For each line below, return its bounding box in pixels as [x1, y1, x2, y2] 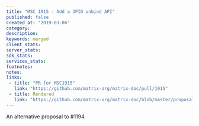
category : [6, 25, 31, 31]
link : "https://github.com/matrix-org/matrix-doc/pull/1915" [14, 86, 168, 92]
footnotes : [6, 63, 33, 70]
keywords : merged [6, 36, 49, 42]
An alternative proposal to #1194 [6, 113, 85, 120]
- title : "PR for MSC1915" [8, 80, 76, 86]
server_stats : [6, 47, 41, 53]
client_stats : [6, 42, 41, 48]
